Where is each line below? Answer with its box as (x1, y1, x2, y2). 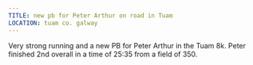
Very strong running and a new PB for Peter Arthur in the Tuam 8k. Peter (8, 40, 246, 50)
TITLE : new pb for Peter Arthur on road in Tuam (8, 11, 173, 20)
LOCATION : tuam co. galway (8, 19, 98, 27)
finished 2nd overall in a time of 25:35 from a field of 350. (8, 49, 198, 59)
